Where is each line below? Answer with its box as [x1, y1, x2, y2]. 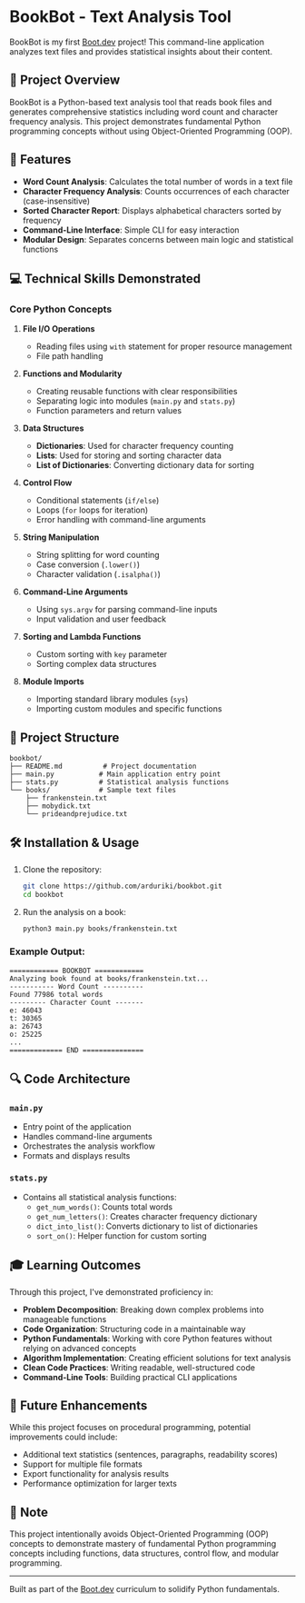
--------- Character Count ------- [9, 998, 144, 1007]
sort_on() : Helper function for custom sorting [35, 1230, 207, 1241]
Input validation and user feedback [35, 613, 167, 624]
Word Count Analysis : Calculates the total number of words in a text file [22, 175, 293, 187]
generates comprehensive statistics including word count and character [9, 106, 279, 117]
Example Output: [9, 945, 85, 958]
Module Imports [22, 676, 84, 687]
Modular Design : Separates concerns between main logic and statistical [22, 234, 294, 244]
